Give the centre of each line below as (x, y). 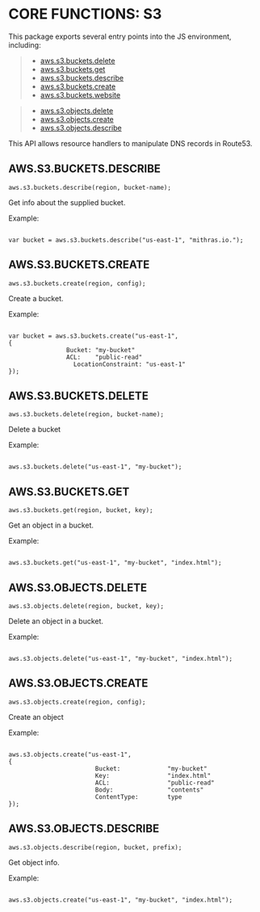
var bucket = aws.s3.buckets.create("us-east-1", (94, 336)
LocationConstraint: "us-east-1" (129, 364)
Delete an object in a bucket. (56, 621)
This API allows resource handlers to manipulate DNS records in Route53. (130, 143)
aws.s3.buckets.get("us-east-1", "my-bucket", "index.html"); (115, 563)
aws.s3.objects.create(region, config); (78, 702)
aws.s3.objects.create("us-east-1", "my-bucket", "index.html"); (120, 900)
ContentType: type (138, 796)
